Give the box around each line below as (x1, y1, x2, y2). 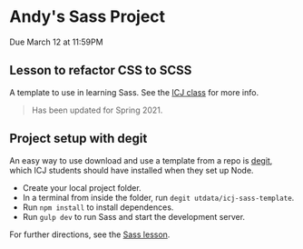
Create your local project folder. (22, 182, 142, 193)
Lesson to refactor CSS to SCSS (9, 63, 192, 78)
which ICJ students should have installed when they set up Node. (9, 164, 254, 175)
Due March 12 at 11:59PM (9, 36, 103, 47)
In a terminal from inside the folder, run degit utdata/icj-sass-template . (22, 192, 295, 203)
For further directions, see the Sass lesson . (9, 229, 171, 240)
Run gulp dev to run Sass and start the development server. (22, 211, 246, 222)
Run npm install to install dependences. (22, 202, 174, 213)
